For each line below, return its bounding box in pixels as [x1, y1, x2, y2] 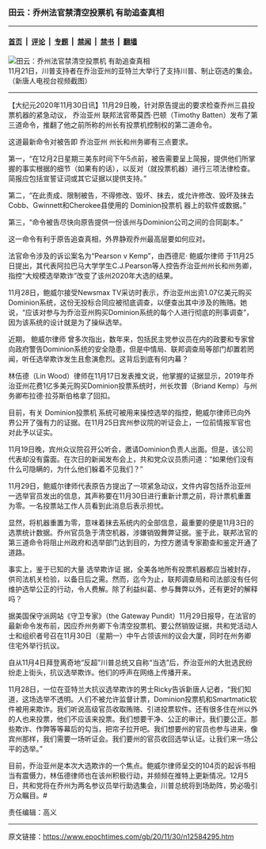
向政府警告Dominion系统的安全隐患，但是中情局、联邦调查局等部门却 [8, 344, 234, 354]
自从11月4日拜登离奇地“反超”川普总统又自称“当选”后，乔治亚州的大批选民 [8, 657, 246, 667]
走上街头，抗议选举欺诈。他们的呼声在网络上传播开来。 [14, 667, 196, 677]
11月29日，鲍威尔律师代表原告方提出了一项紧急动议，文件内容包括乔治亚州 [8, 481, 252, 490]
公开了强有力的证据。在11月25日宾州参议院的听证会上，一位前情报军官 [14, 417, 245, 427]
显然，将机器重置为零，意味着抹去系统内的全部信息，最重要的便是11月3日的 [8, 517, 255, 527]
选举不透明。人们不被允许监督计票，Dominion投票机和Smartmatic [35, 694, 250, 704]
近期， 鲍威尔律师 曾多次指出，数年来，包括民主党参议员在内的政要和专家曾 [8, 334, 255, 344]
